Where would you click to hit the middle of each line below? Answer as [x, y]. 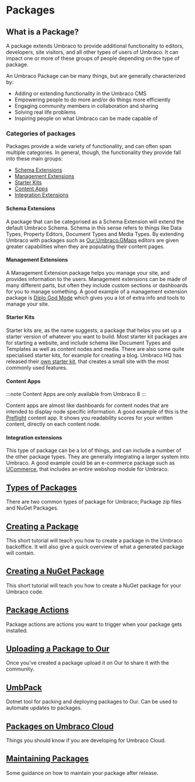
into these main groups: [34, 159]
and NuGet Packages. [32, 508]
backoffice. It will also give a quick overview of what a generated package [95, 547]
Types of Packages [41, 488]
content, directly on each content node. [53, 424]
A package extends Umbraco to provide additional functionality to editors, [95, 46]
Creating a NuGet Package [55, 571]
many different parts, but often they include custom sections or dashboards [97, 285]
